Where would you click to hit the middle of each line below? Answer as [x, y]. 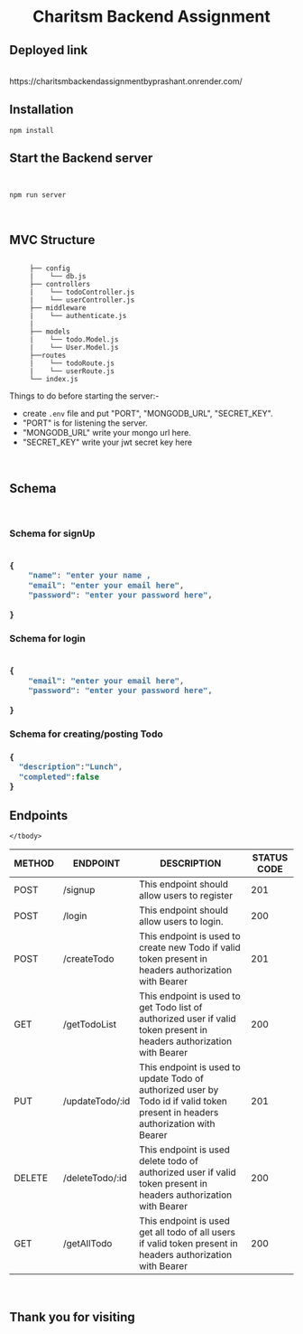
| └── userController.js [82, 300]
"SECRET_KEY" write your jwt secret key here [107, 442]
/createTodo [88, 959]
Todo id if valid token [183, 1102]
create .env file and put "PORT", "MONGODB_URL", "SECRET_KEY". [147, 414]
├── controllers [60, 285]
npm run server [38, 195]
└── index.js [54, 380]
